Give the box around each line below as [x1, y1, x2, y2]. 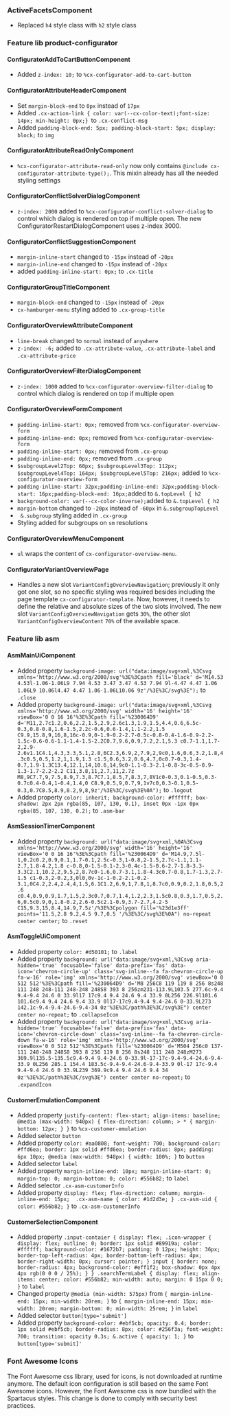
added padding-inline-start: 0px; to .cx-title [16, 267, 154, 276]
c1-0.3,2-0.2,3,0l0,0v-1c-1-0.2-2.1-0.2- [30, 874, 150, 881]
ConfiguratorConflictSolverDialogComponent [7, 191, 141, 200]
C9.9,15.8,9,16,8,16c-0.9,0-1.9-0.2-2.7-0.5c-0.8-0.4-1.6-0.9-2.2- [16, 732, 214, 739]
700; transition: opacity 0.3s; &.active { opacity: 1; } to [16, 1332, 194, 1340]
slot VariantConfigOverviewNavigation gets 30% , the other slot [16, 610, 191, 618]
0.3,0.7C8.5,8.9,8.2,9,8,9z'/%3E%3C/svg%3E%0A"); [16, 787, 163, 794]
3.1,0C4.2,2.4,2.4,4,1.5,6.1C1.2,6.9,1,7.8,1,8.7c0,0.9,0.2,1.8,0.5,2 [16, 881, 224, 887]
